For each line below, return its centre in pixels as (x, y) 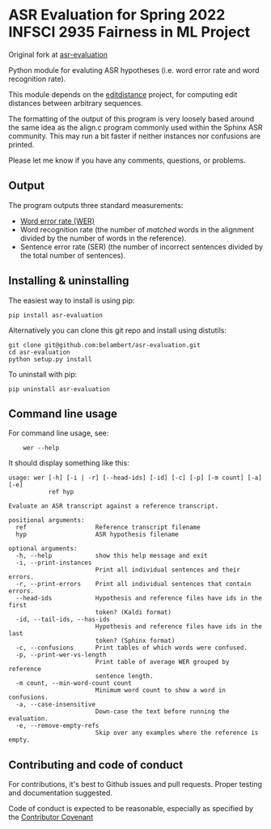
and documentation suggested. (61, 793)
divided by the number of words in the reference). (103, 238)
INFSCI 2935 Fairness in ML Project (129, 32)
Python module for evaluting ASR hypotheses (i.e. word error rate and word (134, 70)
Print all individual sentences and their (168, 570)
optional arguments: (43, 549)
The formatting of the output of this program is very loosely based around (131, 118)
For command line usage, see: (59, 433)
